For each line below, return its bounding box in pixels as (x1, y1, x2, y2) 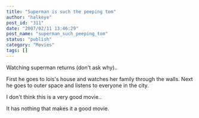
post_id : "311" (6, 20, 44, 26)
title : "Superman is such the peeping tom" (6, 8, 117, 15)
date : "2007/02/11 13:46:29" (6, 25, 79, 32)
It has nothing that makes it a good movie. (6, 105, 109, 112)
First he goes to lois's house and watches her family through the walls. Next (6, 75, 193, 82)
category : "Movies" (6, 42, 55, 48)
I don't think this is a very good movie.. (6, 93, 102, 100)
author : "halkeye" (6, 14, 52, 20)
